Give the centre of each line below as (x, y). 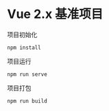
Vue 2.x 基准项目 (55, 14)
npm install (24, 48)
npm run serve (27, 74)
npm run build (27, 101)
